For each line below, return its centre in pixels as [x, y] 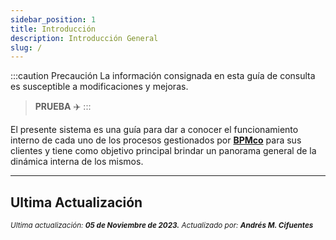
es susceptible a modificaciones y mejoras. [99, 87]
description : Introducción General [84, 38]
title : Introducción [53, 29]
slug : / [26, 47]
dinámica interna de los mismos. [77, 162]
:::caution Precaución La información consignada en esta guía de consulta [163, 76]
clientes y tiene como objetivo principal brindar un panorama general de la [163, 151]
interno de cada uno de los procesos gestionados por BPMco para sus [156, 140]
